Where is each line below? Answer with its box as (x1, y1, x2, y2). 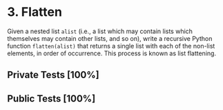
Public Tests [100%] (7, 93, 96, 104)
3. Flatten (7, 4, 62, 20)
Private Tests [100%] (7, 69, 99, 81)
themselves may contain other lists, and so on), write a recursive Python (7, 34, 213, 42)
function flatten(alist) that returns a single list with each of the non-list (7, 42, 215, 50)
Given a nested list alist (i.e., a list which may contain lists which (7, 27, 193, 35)
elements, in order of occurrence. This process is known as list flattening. (7, 49, 216, 57)
